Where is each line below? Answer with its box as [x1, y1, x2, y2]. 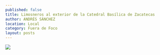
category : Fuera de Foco [5, 26, 58, 31]
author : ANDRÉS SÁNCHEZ [5, 16, 56, 21]
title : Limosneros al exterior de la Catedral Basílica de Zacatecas [5, 12, 155, 17]
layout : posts [5, 30, 35, 35]
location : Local [5, 21, 39, 26]
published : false [5, 7, 42, 12]
